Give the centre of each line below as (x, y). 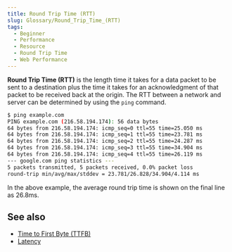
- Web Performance (41, 60)
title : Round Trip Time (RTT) (52, 14)
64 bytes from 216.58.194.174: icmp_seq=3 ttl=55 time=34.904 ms (105, 148)
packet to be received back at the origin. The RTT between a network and (114, 94)
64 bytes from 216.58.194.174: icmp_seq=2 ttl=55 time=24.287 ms (105, 141)
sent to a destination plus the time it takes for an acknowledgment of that (113, 87)
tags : (15, 27)
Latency (29, 241)
